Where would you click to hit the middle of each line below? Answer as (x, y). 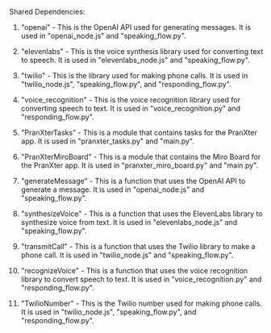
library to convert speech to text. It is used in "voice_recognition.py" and (141, 279)
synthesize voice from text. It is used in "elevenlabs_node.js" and (129, 222)
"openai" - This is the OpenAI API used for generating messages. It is (135, 27)
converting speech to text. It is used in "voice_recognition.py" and (131, 108)
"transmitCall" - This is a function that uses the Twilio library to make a (138, 246)
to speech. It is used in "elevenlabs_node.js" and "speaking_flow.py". (135, 60)
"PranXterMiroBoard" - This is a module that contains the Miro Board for (141, 157)
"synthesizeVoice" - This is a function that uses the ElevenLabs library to (142, 214)
